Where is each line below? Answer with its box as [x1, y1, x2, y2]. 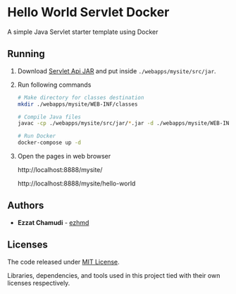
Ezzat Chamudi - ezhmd [17, 218, 89, 226]
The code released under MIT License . [7, 257, 120, 266]
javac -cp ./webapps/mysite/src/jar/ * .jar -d [17, 120, 154, 127]
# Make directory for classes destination [17, 94, 144, 101]
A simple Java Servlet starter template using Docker [7, 27, 159, 36]
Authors [7, 200, 44, 212]
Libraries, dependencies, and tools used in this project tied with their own [7, 271, 221, 279]
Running [7, 48, 46, 60]
